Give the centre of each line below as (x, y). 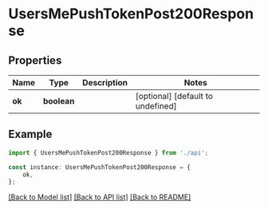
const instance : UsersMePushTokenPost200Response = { (100, 167)
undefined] (156, 106)
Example (30, 134)
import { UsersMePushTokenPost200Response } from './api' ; (108, 152)
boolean (59, 101)
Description (105, 83)
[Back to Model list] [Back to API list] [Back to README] (100, 197)
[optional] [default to (174, 96)
